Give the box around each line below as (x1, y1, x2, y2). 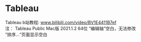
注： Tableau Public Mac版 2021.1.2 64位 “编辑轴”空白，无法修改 (5, 25, 136, 31)
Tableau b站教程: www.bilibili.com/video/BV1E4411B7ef (5, 19, 117, 25)
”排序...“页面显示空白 (5, 31, 48, 37)
